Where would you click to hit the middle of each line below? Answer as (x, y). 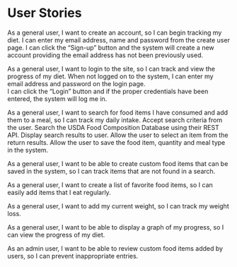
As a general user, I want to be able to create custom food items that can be (118, 163)
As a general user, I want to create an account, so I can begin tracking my (115, 32)
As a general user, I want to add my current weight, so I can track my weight (118, 206)
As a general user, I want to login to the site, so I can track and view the (111, 69)
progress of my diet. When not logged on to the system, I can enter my (110, 76)
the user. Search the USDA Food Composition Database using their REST (113, 127)
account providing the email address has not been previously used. (105, 55)
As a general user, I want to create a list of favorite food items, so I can (110, 184)
